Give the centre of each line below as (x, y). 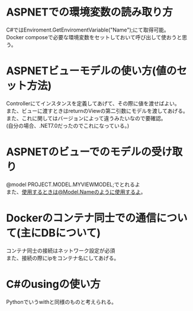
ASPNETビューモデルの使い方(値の (91, 71)
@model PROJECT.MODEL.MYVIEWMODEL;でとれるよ (73, 184)
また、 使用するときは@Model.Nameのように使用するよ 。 (76, 191)
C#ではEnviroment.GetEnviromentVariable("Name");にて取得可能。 (88, 30)
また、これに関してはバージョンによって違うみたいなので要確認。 (86, 118)
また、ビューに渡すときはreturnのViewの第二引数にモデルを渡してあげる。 (97, 111)
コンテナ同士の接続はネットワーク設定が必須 (61, 250)
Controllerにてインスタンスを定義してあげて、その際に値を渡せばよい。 (93, 103)
